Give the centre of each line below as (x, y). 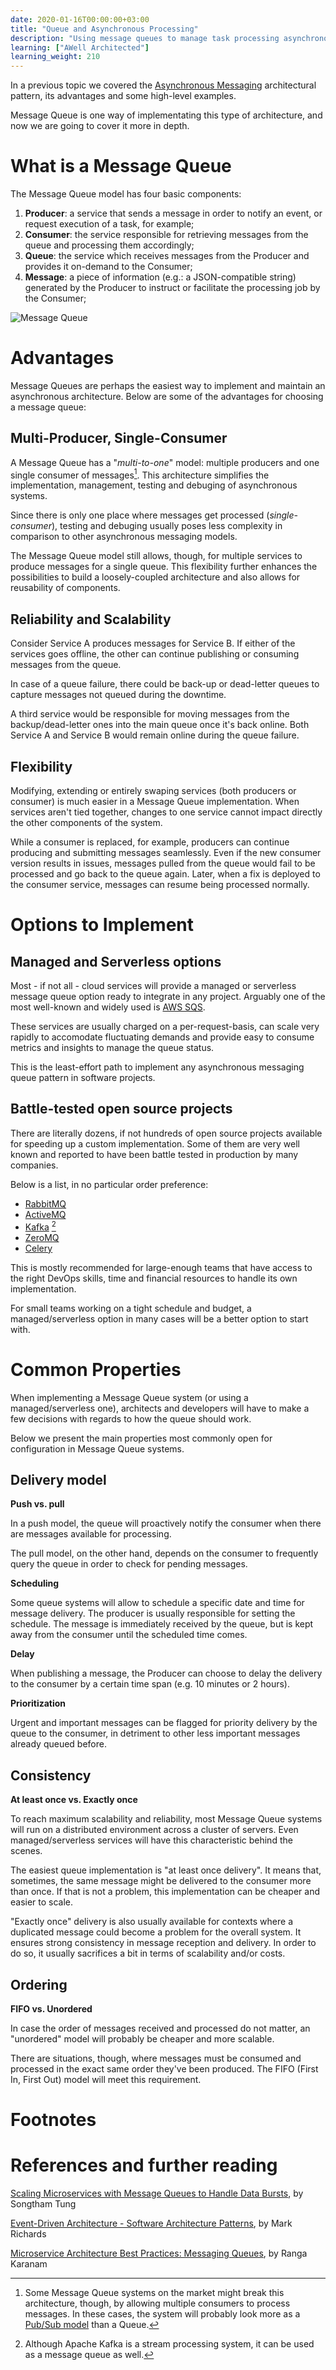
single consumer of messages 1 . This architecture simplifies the (140, 474)
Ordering (39, 1984)
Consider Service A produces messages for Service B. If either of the (153, 643)
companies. (34, 1165)
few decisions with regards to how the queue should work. (131, 1418)
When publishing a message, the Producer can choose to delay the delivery (166, 1673)
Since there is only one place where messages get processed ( (140, 515)
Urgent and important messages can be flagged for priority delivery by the (164, 1723)
